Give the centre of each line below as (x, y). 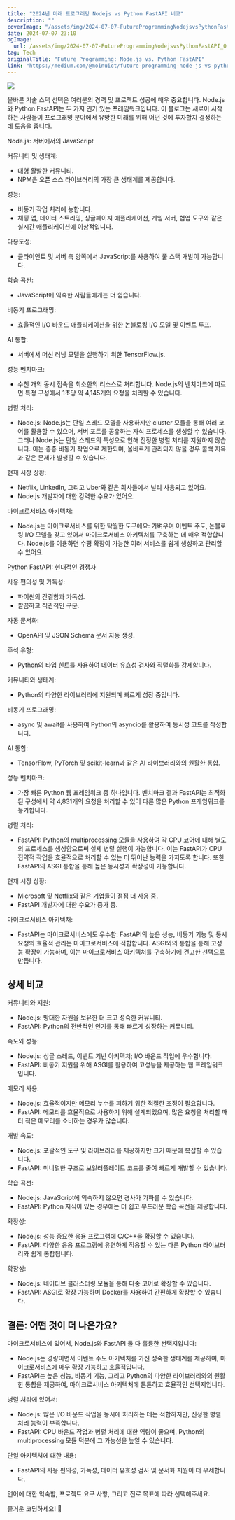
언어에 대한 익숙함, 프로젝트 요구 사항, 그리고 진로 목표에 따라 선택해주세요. (109, 1494)
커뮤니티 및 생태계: (33, 155)
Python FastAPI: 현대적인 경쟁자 (52, 567)
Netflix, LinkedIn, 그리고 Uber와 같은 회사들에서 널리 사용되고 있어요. (112, 487)
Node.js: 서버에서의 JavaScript (51, 141)
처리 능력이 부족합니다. (48, 1423)
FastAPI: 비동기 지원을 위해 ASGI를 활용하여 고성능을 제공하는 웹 (105, 1065)
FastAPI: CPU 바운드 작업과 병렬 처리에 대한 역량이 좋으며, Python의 (111, 1432)
